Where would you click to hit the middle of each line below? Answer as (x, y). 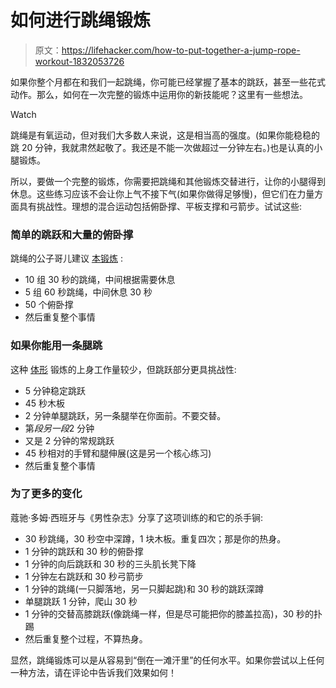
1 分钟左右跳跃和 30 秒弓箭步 (84, 576)
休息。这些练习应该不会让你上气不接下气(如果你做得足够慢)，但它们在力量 (162, 193)
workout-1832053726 (79, 61)
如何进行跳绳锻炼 (81, 20)
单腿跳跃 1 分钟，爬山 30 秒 (81, 601)
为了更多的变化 (46, 494)
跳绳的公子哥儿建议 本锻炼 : (66, 258)
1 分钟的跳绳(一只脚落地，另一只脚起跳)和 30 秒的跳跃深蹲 (144, 588)
